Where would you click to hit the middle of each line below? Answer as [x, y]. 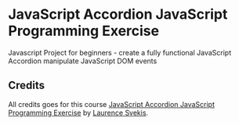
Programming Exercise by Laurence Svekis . [78, 112]
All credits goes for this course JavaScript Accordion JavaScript [112, 104]
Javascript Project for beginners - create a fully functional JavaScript [120, 52]
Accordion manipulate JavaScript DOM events [83, 61]
